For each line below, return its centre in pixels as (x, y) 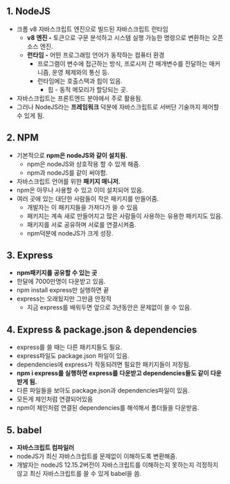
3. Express (30, 256)
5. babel (24, 430)
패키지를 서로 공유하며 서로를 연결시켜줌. (81, 224)
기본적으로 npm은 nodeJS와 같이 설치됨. (72, 155)
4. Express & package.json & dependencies (102, 329)
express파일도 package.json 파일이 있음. (73, 356)
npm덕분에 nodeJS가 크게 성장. (70, 233)
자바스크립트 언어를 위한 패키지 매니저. (68, 181)
